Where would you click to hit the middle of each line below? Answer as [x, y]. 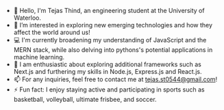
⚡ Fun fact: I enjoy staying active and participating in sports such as [109, 90]
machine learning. [39, 57]
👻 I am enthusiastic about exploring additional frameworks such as [108, 64]
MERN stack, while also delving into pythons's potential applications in [113, 50]
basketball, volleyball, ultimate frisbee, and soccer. [85, 99]
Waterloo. [27, 18]
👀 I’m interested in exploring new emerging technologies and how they [113, 25]
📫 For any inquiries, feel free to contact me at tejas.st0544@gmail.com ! [115, 79]
